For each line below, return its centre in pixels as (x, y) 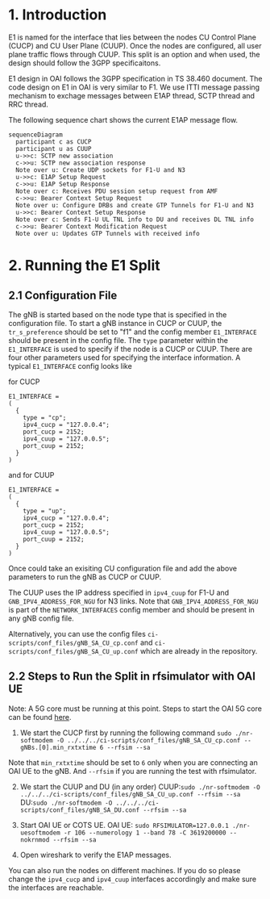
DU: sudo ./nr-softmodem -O (66, 802)
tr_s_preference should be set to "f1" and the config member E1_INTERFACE (133, 332)
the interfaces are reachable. (56, 887)
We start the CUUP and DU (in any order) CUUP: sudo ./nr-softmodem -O (140, 786)
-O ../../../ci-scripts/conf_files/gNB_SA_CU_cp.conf (148, 740)
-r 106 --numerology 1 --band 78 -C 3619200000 (145, 833)
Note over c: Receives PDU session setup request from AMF (117, 191)
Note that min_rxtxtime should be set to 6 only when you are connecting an (133, 762)
